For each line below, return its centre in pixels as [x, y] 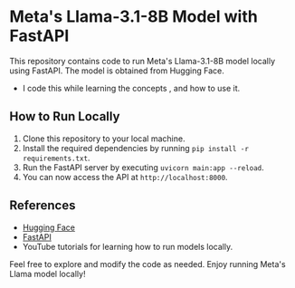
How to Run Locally [65, 116]
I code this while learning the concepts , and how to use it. [131, 88]
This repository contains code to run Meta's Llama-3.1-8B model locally [143, 61]
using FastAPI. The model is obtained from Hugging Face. [117, 71]
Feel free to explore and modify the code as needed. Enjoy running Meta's [148, 264]
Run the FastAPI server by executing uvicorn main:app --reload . [143, 167]
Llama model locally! [48, 274]
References [43, 206]
